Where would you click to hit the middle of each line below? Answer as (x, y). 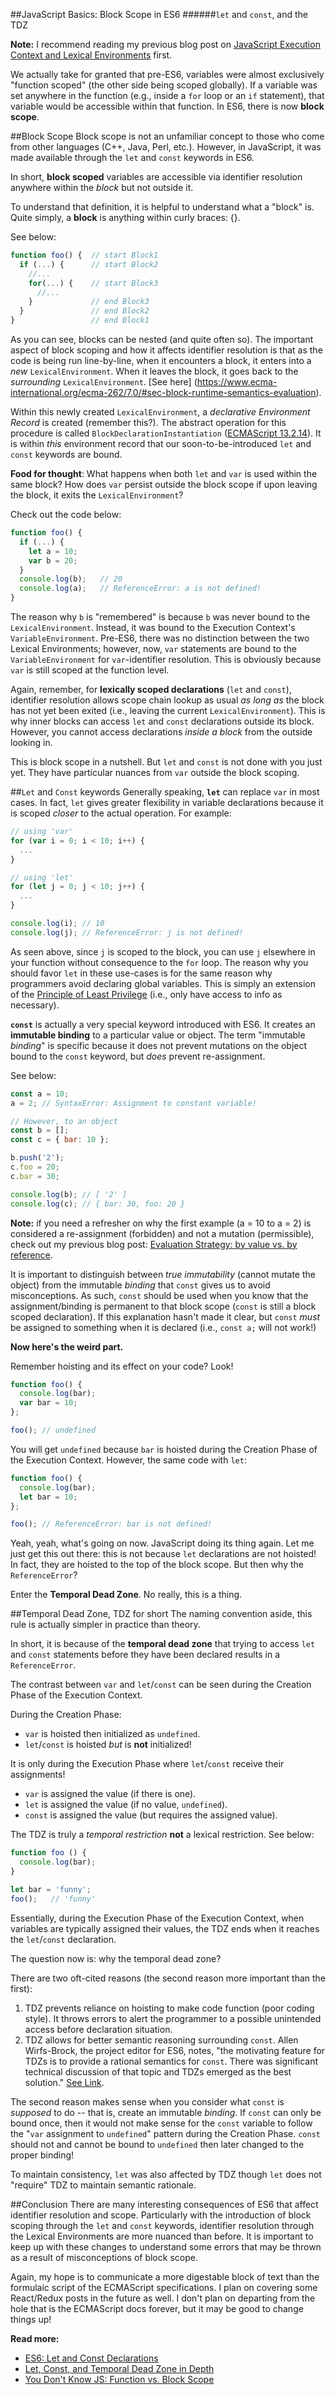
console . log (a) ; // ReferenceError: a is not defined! (140, 589)
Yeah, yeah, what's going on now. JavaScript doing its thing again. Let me (162, 1543)
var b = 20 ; (53, 560)
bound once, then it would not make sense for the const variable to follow (161, 2123)
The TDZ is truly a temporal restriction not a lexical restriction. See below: (162, 1835)
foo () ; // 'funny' (53, 1899)
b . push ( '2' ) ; (37, 1158)
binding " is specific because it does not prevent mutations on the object (159, 1045)
